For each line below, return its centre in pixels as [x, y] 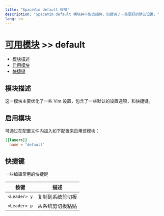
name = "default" [27, 145]
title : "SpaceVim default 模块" [37, 10]
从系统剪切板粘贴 [57, 206]
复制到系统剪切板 [57, 197]
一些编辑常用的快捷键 [27, 174]
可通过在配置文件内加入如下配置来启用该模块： [52, 131]
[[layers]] [16, 140]
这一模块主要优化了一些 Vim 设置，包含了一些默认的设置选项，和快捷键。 [79, 101]
